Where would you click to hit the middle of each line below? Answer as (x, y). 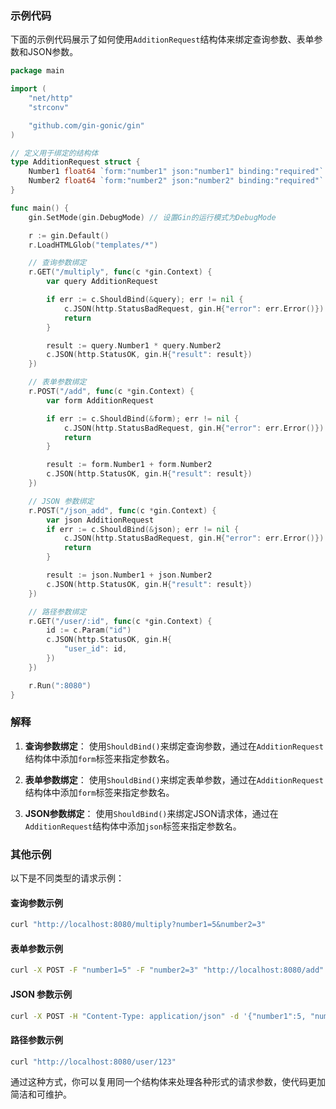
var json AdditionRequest (100, 520)
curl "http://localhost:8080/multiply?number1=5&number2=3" (138, 925)
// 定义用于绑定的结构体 (54, 153)
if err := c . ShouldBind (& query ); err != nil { (145, 300)
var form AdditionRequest (100, 400)
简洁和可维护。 (41, 1094)
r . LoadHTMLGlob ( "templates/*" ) (93, 245)
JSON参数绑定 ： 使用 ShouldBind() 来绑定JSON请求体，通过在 (151, 813)
